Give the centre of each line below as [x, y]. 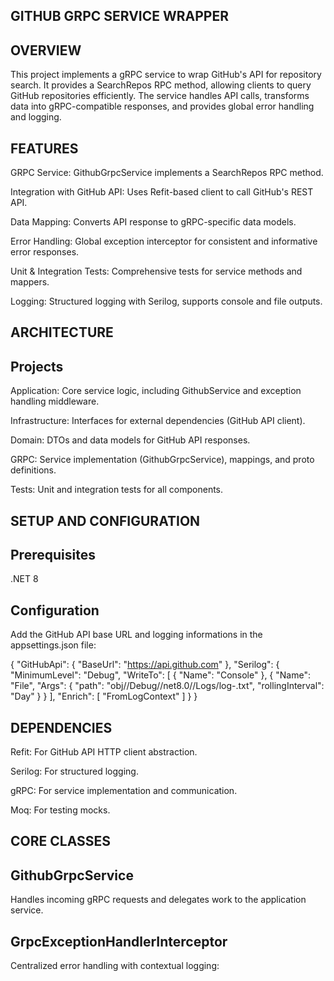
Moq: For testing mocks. [60, 810]
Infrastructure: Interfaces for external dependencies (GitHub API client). [158, 421]
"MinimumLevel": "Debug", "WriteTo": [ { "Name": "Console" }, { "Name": [160, 675]
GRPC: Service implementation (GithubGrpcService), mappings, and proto [162, 460]
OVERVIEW [46, 50]
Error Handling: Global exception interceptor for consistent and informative [164, 241]
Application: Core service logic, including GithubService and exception [156, 391]
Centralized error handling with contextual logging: [115, 966]
